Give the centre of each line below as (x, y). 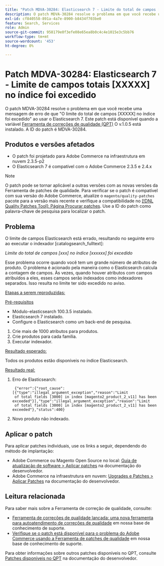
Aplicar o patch (29, 434)
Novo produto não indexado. (41, 419)
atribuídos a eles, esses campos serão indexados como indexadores (74, 278)
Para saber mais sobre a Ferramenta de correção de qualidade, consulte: (79, 508)
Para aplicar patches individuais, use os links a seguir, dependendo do (76, 446)
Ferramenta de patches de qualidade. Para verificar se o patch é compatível (82, 191)
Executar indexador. (32, 342)
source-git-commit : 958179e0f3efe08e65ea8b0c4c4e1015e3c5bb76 (70, 32)
